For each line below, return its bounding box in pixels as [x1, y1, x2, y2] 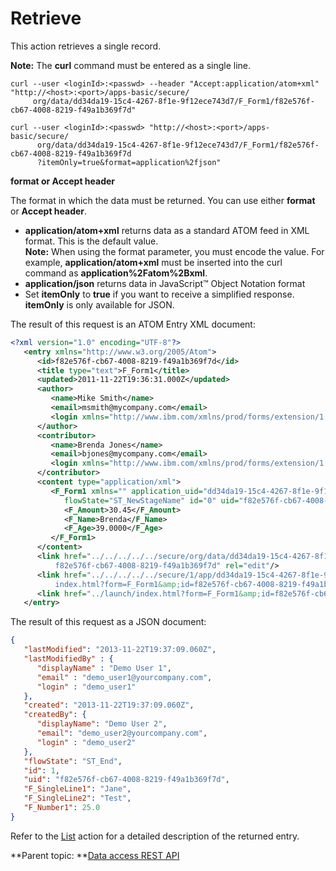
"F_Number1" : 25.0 [23, 803, 101, 813]
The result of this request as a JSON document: [10, 616, 207, 628]
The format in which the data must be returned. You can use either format [10, 194, 316, 206]
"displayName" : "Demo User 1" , [36, 663, 172, 673]
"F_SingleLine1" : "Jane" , [23, 784, 132, 794]
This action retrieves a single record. [10, 40, 162, 52]
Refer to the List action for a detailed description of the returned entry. [10, 830, 300, 842]
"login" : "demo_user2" [36, 737, 137, 747]
